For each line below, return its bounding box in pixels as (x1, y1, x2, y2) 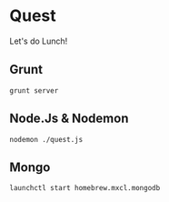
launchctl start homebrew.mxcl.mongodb (9, 184, 161, 193)
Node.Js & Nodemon (9, 111, 129, 126)
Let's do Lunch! (9, 35, 68, 46)
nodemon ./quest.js (9, 135, 84, 144)
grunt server (9, 86, 59, 96)
